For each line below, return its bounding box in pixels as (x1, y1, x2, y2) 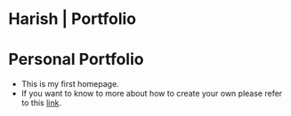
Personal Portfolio (8, 50, 144, 70)
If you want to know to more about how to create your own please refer (20, 89, 283, 99)
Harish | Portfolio (8, 9, 137, 29)
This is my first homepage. (20, 79, 119, 89)
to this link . (20, 97, 61, 108)
